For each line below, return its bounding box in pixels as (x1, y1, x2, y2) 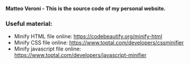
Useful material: (5, 19, 53, 28)
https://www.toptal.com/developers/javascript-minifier (14, 52, 147, 59)
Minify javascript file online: (14, 45, 81, 52)
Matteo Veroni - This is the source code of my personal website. (5, 5, 166, 12)
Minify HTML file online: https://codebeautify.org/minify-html (14, 33, 163, 40)
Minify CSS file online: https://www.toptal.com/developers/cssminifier (14, 39, 184, 46)
